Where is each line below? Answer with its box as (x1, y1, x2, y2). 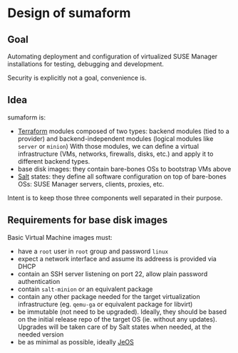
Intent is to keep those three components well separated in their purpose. (7, 194, 223, 202)
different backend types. (17, 157, 90, 165)
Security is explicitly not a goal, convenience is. (7, 73, 148, 82)
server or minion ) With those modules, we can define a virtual (17, 142, 200, 150)
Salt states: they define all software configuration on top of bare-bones (17, 172, 227, 181)
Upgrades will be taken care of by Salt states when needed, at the (17, 322, 212, 331)
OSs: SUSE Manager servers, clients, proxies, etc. (17, 179, 165, 188)
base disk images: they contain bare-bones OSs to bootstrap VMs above (17, 164, 232, 173)
